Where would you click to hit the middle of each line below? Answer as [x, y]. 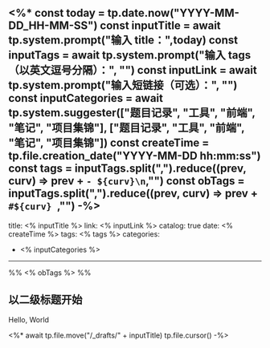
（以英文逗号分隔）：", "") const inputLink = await [133, 70]
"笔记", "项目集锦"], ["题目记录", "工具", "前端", [127, 128]
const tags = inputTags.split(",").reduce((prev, [127, 169]
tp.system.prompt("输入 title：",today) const [123, 40]
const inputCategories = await [86, 98]
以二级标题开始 [45, 300]
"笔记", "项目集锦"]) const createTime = [109, 143]
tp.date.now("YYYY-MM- [173, 13]
